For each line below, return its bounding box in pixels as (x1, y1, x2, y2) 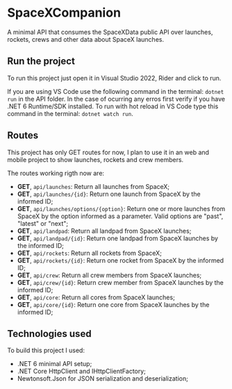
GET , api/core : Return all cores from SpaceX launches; (17, 293, 175, 301)
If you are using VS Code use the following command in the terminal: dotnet (7, 87, 224, 95)
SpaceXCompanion (7, 5, 122, 21)
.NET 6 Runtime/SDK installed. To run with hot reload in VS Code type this (7, 102, 219, 110)
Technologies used (7, 328, 92, 340)
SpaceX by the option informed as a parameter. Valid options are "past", (17, 212, 224, 220)
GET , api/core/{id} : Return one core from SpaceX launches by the (17, 300, 210, 308)
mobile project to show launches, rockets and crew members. (7, 155, 184, 164)
